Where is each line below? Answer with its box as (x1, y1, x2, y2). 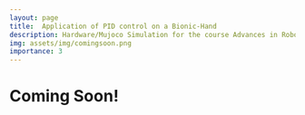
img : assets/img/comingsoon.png (9, 38, 132, 48)
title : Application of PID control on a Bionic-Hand (9, 22, 218, 31)
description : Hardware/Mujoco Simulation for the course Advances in (9, 30, 279, 39)
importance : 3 (9, 47, 64, 56)
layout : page (9, 13, 59, 23)
